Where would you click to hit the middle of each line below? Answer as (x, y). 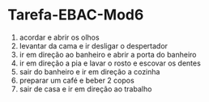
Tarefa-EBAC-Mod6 (76, 15)
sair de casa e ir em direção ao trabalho (85, 89)
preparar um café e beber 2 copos (77, 80)
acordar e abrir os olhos (59, 37)
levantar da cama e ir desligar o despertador (93, 45)
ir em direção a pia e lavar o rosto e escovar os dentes (110, 63)
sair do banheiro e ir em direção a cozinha (90, 71)
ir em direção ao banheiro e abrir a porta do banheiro (108, 54)
